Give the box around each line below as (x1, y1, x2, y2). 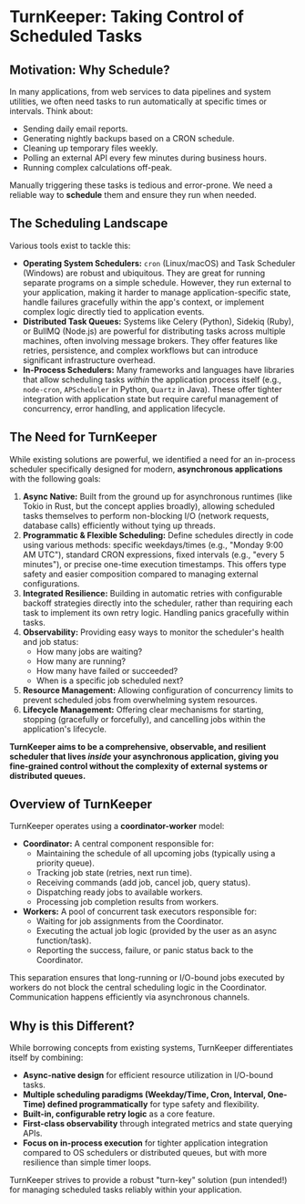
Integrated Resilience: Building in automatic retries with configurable (22, 587, 283, 598)
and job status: (22, 636, 79, 647)
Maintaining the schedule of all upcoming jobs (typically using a (36, 848, 276, 859)
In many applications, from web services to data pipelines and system (9, 87, 271, 97)
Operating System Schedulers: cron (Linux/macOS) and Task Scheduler (22, 257, 296, 268)
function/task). (36, 935, 92, 946)
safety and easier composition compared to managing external (22, 568, 259, 579)
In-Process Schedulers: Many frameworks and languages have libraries (22, 364, 295, 375)
